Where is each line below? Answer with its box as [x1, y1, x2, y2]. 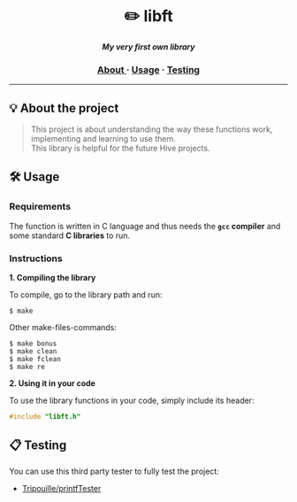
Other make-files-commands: [9, 322, 118, 333]
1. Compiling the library [9, 273, 96, 283]
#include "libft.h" [9, 413, 81, 421]
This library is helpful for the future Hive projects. [30, 143, 210, 154]
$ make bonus [9, 339, 57, 349]
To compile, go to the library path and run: [9, 290, 163, 300]
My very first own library [102, 41, 195, 52]
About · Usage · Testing [96, 63, 201, 75]
